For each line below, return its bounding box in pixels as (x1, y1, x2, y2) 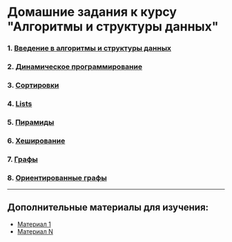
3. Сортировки (7, 80, 59, 90)
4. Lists (7, 99, 32, 108)
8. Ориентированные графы (7, 173, 107, 183)
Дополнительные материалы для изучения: (7, 201, 209, 214)
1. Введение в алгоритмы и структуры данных (7, 43, 171, 53)
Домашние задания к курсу (7, 4, 177, 20)
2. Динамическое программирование (7, 62, 143, 72)
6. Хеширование (7, 136, 66, 145)
